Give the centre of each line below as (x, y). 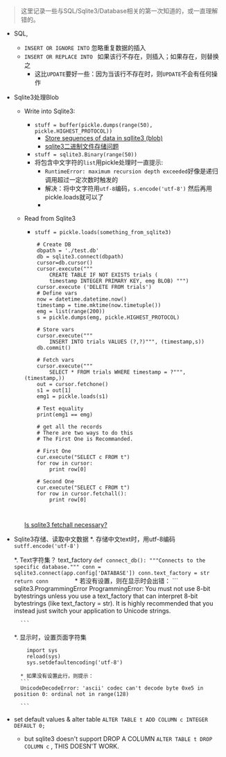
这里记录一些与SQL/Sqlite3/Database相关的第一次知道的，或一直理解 (119, 11)
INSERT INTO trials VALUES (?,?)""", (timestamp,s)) (127, 342)
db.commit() (54, 348)
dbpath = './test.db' (68, 251)
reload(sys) (44, 656)
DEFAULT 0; (29, 726)
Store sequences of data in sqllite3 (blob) (104, 138)
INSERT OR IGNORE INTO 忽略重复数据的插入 (85, 48)
